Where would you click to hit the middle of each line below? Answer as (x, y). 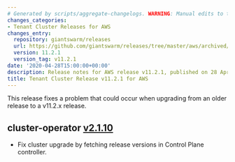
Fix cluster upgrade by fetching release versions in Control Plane (111, 145)
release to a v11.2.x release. (47, 106)
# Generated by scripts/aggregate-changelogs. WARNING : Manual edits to (115, 14)
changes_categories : (37, 20)
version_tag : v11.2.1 (45, 59)
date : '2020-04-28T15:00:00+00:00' (59, 66)
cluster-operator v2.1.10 (60, 127)
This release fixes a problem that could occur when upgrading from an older (117, 98)
